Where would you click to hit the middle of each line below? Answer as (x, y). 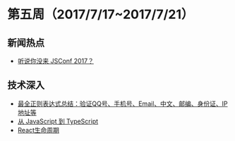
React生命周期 (38, 130)
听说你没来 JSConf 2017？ (55, 61)
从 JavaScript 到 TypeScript (58, 121)
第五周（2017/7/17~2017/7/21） (101, 14)
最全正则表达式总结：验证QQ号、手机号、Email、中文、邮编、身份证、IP (122, 104)
